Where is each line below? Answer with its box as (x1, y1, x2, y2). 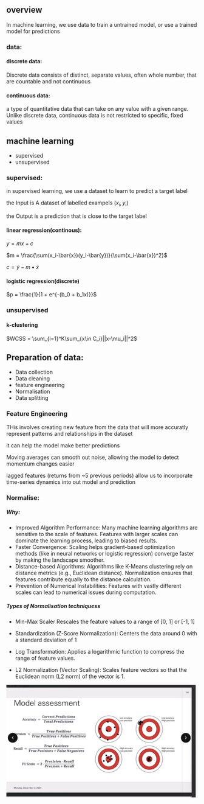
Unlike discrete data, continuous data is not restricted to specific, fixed (6, 112, 183, 119)
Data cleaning (15, 375, 50, 382)
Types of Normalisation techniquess (6, 603, 101, 610)
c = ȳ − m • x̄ (6, 264, 39, 271)
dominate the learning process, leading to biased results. (15, 537, 158, 544)
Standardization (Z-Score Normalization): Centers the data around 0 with (15, 629, 197, 637)
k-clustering (6, 321, 38, 328)
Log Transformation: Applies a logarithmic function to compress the (15, 648, 185, 655)
